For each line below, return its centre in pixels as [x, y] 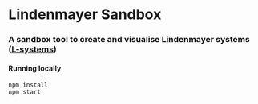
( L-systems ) [33, 49]
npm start [25, 92]
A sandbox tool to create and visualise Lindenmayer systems [129, 40]
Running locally [35, 68]
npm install [28, 85]
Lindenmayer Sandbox [85, 15]
